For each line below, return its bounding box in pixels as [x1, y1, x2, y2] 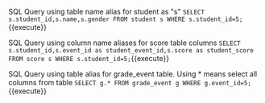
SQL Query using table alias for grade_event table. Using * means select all [8, 69, 258, 79]
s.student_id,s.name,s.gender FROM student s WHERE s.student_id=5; [8, 15, 243, 23]
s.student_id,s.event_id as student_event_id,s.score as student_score [8, 47, 254, 55]
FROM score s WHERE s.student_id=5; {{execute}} [8, 54, 170, 63]
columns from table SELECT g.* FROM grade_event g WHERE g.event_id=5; [8, 78, 252, 87]
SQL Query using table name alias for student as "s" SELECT [8, 7, 205, 16]
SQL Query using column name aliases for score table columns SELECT [8, 38, 241, 47]
